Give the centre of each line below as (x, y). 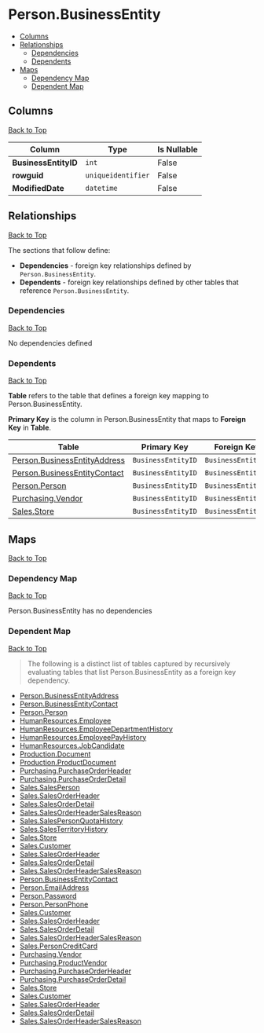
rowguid (28, 175)
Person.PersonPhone (54, 904)
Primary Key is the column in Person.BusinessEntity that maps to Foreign (127, 419)
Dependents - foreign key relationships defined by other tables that (129, 282)
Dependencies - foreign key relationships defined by (105, 266)
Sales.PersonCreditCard (59, 946)
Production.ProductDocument (68, 762)
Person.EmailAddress (54, 887)
